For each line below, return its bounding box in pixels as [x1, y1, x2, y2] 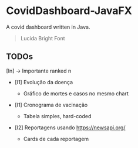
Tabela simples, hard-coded [23, 112, 92, 119]
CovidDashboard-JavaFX [6, 4, 132, 18]
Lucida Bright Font [20, 35, 66, 42]
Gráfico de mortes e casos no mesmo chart [23, 90, 129, 97]
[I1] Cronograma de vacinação [14, 101, 88, 108]
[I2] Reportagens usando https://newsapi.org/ [14, 124, 126, 131]
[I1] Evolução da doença [14, 78, 73, 85]
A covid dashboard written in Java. [6, 23, 90, 30]
